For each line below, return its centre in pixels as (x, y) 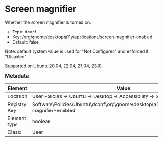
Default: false (25, 42)
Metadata (17, 76)
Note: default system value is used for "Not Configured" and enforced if (77, 51)
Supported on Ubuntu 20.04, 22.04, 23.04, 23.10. (54, 66)
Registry (17, 104)
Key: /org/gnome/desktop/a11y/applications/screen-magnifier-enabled (82, 37)
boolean (41, 121)
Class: (15, 132)
